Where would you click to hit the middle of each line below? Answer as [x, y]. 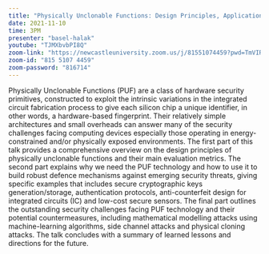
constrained [28, 141]
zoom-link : [26, 53]
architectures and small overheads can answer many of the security [120, 124]
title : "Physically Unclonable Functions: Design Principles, [114, 16]
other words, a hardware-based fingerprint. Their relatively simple [117, 116]
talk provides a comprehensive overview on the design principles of [120, 149]
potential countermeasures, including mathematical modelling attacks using [133, 217]
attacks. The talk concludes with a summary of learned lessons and [120, 234]
